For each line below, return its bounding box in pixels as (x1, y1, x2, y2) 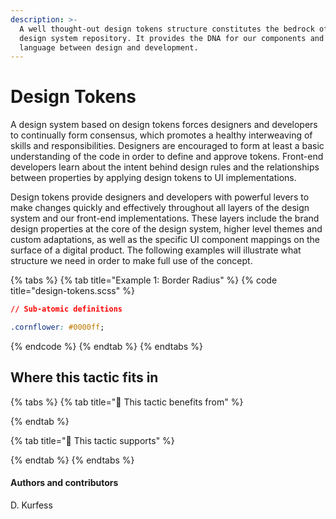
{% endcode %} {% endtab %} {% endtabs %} (10, 340, 203, 352)
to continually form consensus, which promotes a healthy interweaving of (10, 129, 313, 141)
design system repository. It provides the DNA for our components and (19, 33, 325, 43)
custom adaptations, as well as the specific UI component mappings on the (10, 234, 320, 246)
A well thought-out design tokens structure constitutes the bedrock (19, 24, 315, 34)
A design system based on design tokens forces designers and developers (10, 119, 318, 131)
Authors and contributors (10, 477, 119, 489)
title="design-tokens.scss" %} (10, 285, 135, 297)
